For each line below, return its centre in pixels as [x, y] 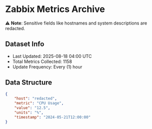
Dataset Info [25, 44]
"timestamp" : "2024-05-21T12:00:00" [53, 117]
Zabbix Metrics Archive [55, 9]
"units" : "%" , [29, 113]
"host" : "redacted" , [36, 98]
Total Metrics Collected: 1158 [42, 61]
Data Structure [29, 83]
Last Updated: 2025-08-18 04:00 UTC [52, 56]
